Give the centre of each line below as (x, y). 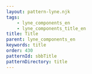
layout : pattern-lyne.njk (38, 12)
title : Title (22, 34)
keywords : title (26, 45)
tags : (13, 17)
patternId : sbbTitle (32, 56)
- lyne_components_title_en (51, 28)
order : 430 (20, 51)
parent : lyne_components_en (41, 39)
